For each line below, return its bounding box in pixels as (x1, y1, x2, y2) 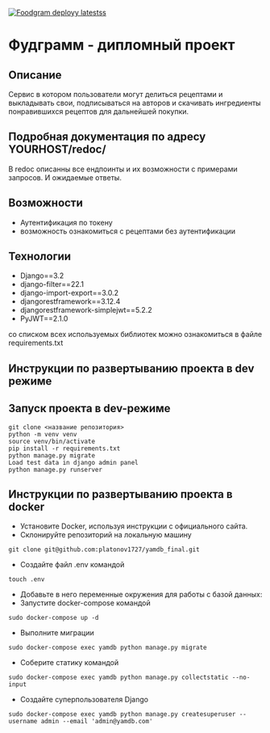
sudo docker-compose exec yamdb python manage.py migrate (8, 643, 207, 652)
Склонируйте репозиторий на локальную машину (19, 530, 192, 540)
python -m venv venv (8, 430, 78, 438)
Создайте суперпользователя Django (19, 695, 149, 705)
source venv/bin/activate (8, 437, 95, 445)
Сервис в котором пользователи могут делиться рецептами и (8, 90, 223, 99)
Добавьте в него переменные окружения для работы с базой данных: (19, 590, 263, 600)
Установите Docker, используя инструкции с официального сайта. (19, 521, 248, 531)
